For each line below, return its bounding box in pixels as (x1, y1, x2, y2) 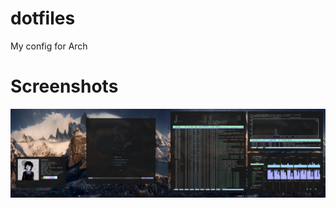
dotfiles (10, 7, 76, 30)
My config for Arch (10, 40, 88, 52)
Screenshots (10, 75, 119, 98)
